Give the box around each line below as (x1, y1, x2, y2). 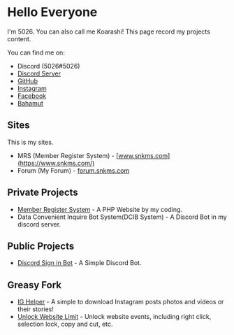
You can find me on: (7, 48, 65, 57)
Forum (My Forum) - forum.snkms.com (17, 166, 130, 175)
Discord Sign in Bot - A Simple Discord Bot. (17, 259, 142, 267)
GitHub (17, 76, 38, 85)
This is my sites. (7, 138, 54, 146)
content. (7, 34, 31, 43)
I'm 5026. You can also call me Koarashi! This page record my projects (7, 27, 211, 36)
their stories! (17, 305, 54, 313)
